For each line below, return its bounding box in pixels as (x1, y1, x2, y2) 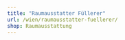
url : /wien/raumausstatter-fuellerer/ (7, 16, 118, 23)
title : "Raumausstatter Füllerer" (7, 9, 106, 17)
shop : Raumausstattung (7, 22, 72, 29)
